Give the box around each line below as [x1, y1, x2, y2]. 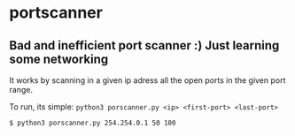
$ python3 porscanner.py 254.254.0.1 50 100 [9, 118, 176, 127]
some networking [9, 51, 109, 66]
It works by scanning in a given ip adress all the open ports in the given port [9, 75, 286, 86]
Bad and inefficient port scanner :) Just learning [9, 38, 280, 53]
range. [9, 85, 34, 94]
